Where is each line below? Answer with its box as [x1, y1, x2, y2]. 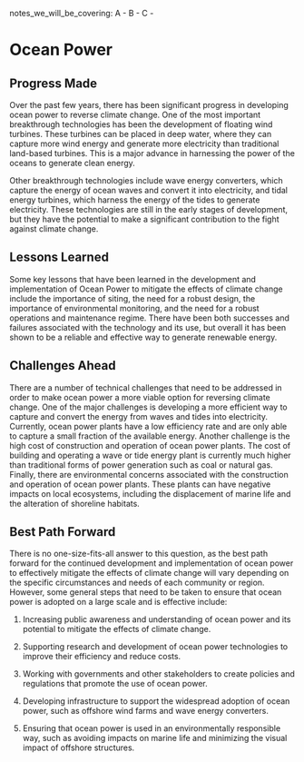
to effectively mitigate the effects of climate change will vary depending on [9, 568, 289, 579]
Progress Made [9, 75, 98, 91]
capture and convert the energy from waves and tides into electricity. [9, 411, 269, 421]
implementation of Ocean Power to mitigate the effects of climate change [9, 283, 283, 294]
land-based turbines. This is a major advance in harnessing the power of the [9, 148, 295, 158]
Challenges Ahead [9, 358, 116, 373]
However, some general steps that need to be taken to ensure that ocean [9, 587, 282, 598]
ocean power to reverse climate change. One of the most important [9, 109, 261, 120]
